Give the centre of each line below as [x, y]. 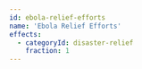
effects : [25, 34]
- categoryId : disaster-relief [75, 43]
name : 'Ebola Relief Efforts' [66, 26]
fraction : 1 [47, 51]
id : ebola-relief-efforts [57, 17]
